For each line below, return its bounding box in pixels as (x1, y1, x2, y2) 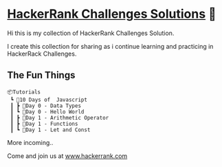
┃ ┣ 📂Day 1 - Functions (10, 120, 78, 127)
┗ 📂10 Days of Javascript (10, 96, 88, 103)
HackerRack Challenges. (7, 49, 77, 58)
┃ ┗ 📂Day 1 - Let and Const (10, 126, 91, 133)
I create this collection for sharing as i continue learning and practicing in (7, 42, 214, 50)
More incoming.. (7, 138, 54, 146)
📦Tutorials (7, 89, 41, 96)
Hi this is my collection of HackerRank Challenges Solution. (7, 29, 175, 37)
